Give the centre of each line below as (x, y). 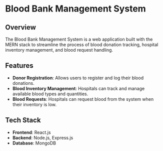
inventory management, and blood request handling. (59, 50)
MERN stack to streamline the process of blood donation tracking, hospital (82, 45)
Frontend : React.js (31, 132)
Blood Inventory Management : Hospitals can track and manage (78, 88)
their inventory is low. (34, 104)
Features (19, 66)
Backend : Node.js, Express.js (43, 137)
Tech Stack (23, 120)
